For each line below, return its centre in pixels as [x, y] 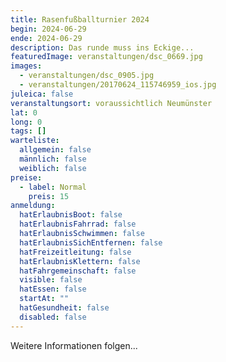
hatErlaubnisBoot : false [71, 215]
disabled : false [53, 317]
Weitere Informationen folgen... [74, 345]
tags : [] [28, 131]
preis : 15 [49, 196]
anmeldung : [33, 206]
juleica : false [42, 94]
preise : [26, 177]
